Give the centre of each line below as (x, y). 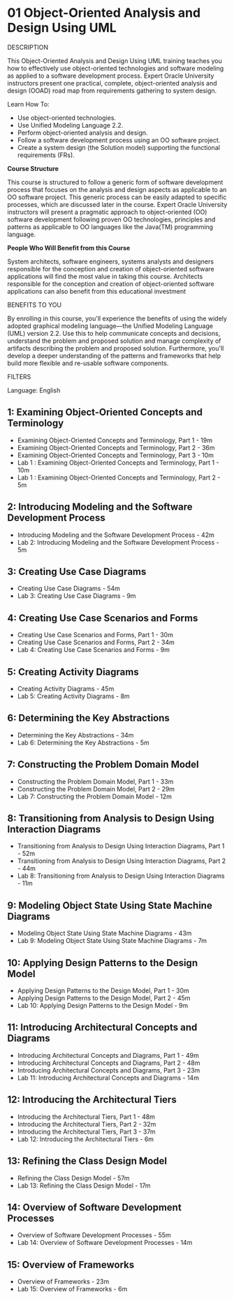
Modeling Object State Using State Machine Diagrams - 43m (104, 933)
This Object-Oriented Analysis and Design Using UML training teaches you (115, 60)
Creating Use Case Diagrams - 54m (69, 589)
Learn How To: (29, 104)
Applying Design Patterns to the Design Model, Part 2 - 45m (104, 998)
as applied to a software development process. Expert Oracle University (111, 76)
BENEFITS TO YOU (34, 305)
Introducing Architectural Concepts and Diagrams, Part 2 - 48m (109, 1063)
